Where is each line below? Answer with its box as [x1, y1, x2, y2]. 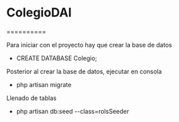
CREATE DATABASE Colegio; [16, 53, 97, 62]
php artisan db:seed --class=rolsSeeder [16, 107, 130, 115]
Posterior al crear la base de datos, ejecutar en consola [6, 67, 162, 75]
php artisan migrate [16, 80, 72, 88]
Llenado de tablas [6, 94, 57, 102]
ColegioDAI [6, 5, 72, 21]
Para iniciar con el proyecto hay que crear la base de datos [6, 40, 172, 49]
